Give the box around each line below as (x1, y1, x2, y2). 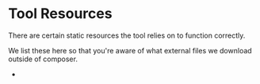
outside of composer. (8, 54, 78, 64)
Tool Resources (8, 5, 113, 23)
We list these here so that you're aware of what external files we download (8, 46, 252, 55)
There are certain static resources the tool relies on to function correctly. (8, 31, 246, 40)
